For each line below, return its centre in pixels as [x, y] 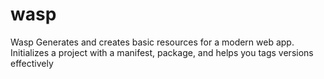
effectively [32, 63]
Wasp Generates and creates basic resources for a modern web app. [152, 42]
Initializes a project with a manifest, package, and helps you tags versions [162, 52]
